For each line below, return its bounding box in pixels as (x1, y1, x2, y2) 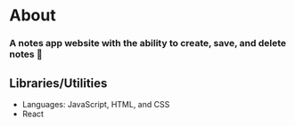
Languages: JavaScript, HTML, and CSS (21, 98, 170, 109)
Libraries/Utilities (9, 75, 108, 91)
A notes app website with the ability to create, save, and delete (9, 37, 287, 50)
